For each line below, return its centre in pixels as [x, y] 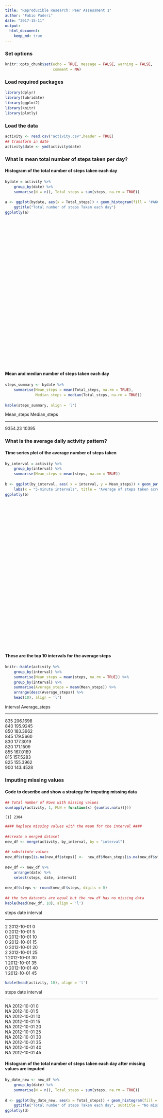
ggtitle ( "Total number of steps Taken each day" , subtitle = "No [81, 1105]
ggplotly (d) [17, 1111]
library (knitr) [20, 108]
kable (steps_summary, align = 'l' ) [41, 405]
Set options [19, 54]
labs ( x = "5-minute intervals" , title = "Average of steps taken [81, 489]
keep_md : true [28, 36]
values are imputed [25, 1069]
